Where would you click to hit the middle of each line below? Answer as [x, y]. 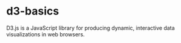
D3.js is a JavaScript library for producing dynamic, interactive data [90, 28]
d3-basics [33, 11]
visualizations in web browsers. [46, 34]
